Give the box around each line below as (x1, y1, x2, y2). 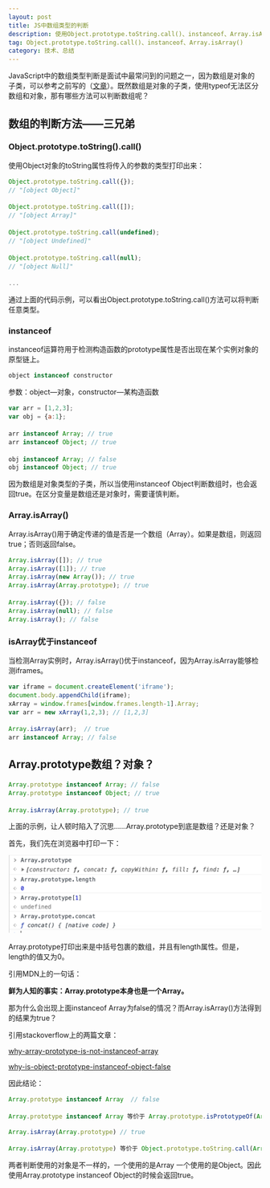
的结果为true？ (8, 1013, 58, 1023)
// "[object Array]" (8, 211, 78, 220)
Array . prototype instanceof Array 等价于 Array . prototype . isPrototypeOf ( (8, 1112, 257, 1121)
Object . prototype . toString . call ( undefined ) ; (8, 229, 160, 237)
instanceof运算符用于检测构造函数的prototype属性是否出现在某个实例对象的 (8, 345, 259, 354)
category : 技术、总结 (8, 47, 75, 55)
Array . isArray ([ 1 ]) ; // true (8, 565, 106, 573)
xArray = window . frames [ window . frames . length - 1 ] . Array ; (8, 700, 199, 708)
